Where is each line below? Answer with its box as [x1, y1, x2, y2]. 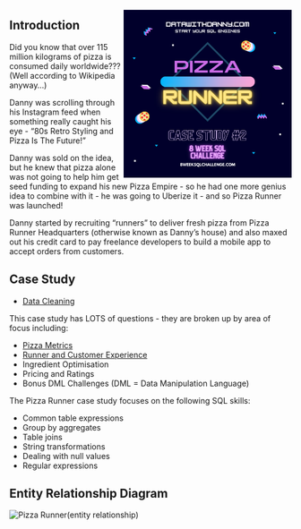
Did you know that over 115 [9, 41, 108, 52]
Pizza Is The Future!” [9, 135, 87, 146]
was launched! [9, 200, 64, 210]
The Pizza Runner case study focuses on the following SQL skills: [9, 395, 251, 405]
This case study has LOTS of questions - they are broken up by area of [9, 312, 271, 323]
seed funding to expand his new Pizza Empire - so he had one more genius [9, 181, 287, 192]
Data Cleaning [21, 295, 75, 306]
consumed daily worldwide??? [9, 60, 121, 72]
